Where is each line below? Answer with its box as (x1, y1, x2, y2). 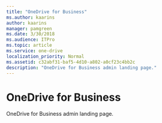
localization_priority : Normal (6, 53, 85, 59)
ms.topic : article (6, 43, 52, 49)
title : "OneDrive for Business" (6, 8, 87, 15)
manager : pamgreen (6, 25, 52, 32)
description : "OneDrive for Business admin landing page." (6, 64, 157, 71)
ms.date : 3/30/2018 (6, 31, 55, 37)
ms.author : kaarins (6, 14, 55, 20)
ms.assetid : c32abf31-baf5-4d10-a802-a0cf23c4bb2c (6, 59, 136, 65)
